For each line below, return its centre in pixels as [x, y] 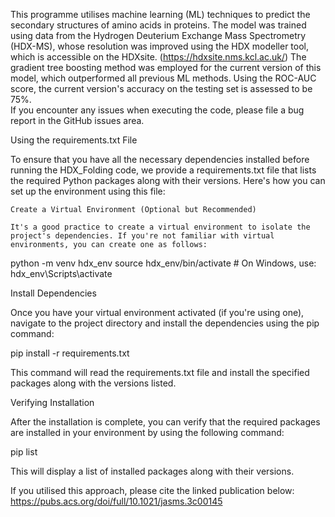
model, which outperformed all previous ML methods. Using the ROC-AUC [163, 78]
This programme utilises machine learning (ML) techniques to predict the [160, 14]
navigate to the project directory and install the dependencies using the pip [165, 323]
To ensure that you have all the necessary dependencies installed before [160, 159]
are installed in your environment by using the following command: [147, 432]
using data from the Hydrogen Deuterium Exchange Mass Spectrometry [158, 35]
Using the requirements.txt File [74, 140]
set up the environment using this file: [88, 191]
